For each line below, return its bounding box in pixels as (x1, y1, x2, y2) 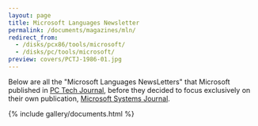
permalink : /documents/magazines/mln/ (8, 26, 136, 34)
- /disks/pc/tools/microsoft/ (15, 48, 115, 56)
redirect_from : (8, 33, 59, 42)
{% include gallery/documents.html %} (8, 109, 135, 118)
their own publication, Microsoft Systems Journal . (8, 94, 170, 103)
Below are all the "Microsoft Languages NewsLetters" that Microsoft (8, 76, 231, 87)
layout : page (8, 11, 51, 20)
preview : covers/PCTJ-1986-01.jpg (8, 56, 123, 64)
